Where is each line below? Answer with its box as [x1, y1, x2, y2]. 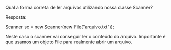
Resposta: [5, 14, 27, 20]
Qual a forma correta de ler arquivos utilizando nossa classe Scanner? [5, 5, 153, 10]
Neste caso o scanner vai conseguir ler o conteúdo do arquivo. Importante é [5, 34, 166, 39]
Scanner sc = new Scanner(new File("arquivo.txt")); [5, 24, 114, 30]
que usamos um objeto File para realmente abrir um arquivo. [5, 39, 132, 45]
